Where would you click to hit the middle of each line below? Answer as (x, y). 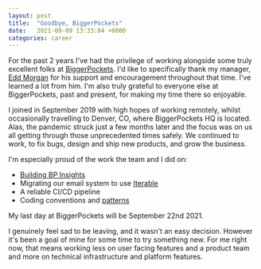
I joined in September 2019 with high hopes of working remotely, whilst (125, 110)
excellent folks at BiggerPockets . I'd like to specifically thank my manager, (129, 69)
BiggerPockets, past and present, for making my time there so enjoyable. (128, 95)
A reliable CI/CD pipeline (60, 192)
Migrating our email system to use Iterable (89, 184)
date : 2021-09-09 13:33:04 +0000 (67, 30)
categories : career (41, 38)
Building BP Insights (53, 175)
